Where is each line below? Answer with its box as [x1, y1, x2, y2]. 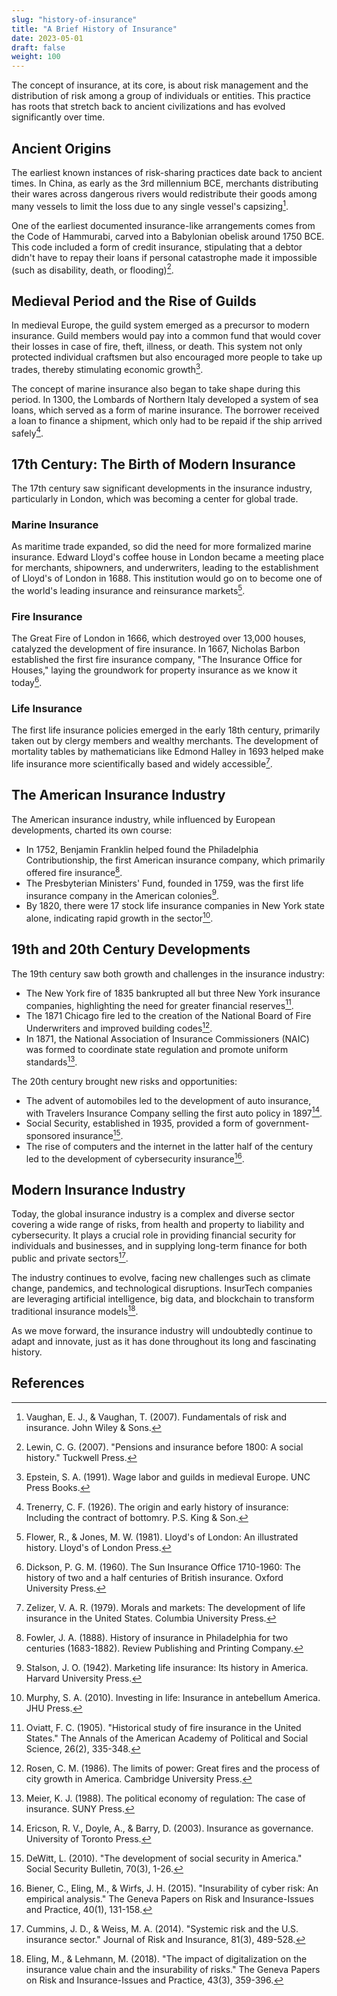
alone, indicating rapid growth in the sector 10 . [25, 911, 214, 924]
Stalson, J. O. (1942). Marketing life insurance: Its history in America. [25, 1661, 309, 1673]
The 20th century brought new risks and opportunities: [11, 1075, 238, 1087]
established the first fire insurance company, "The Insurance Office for [11, 654, 303, 666]
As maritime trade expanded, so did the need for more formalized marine [11, 541, 312, 553]
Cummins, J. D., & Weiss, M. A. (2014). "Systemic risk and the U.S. [25, 1922, 299, 1935]
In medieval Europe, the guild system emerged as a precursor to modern [11, 319, 310, 331]
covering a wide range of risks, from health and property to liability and [11, 1219, 305, 1231]
